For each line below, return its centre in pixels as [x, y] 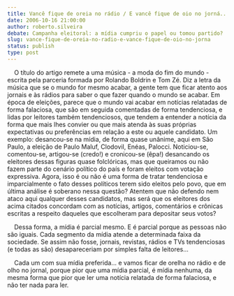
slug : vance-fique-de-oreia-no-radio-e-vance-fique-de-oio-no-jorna [109, 40]
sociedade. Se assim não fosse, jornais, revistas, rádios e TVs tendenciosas [116, 242]
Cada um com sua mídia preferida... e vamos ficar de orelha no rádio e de [120, 262]
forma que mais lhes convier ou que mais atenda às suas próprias [102, 124]
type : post [23, 53]
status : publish [31, 46]
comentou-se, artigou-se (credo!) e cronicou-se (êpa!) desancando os [108, 154]
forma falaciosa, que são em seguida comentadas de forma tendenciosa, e [115, 110]
